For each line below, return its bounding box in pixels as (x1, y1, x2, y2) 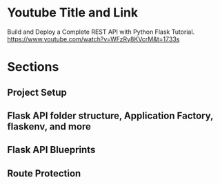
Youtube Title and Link (7, 5, 139, 21)
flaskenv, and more (7, 121, 92, 132)
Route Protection (7, 167, 81, 179)
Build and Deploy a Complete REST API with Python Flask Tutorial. (7, 28, 195, 36)
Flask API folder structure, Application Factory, (7, 110, 214, 121)
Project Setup (7, 86, 68, 98)
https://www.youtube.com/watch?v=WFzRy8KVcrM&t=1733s (7, 34, 180, 43)
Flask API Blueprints (7, 144, 96, 156)
